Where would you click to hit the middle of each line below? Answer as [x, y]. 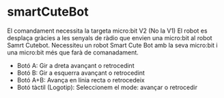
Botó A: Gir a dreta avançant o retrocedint [75, 65]
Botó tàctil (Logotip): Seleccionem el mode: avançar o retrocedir [107, 87]
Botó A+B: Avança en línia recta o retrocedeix [81, 80]
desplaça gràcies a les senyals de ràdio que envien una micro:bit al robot [110, 37]
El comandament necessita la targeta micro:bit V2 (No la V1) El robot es [107, 31]
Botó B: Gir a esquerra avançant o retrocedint [81, 73]
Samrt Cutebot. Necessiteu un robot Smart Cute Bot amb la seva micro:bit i [112, 45]
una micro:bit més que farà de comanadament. [73, 52]
